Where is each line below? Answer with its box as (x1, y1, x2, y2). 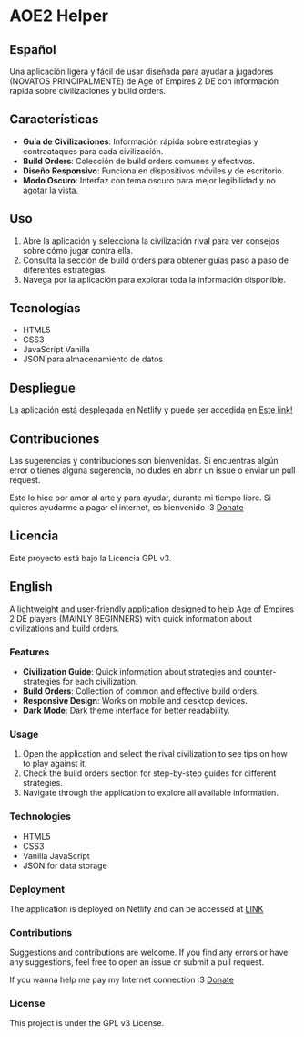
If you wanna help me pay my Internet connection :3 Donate (9, 974, 235, 986)
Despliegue (9, 380, 76, 395)
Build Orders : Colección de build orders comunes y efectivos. (22, 155, 256, 166)
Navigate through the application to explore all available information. (22, 787, 279, 799)
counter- (244, 665, 277, 676)
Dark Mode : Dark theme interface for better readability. (22, 705, 230, 716)
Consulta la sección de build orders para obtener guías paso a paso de (22, 255, 289, 266)
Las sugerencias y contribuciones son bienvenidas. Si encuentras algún (9, 456, 279, 466)
